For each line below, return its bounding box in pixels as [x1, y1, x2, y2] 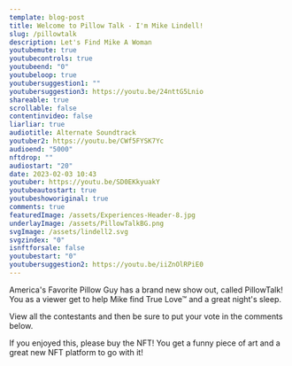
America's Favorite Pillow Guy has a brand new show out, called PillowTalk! [9, 284, 283, 295]
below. [9, 320, 34, 331]
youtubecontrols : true [9, 54, 93, 63]
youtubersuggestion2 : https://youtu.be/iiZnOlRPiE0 [9, 261, 204, 269]
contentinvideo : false [9, 112, 93, 121]
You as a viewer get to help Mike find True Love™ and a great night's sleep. [9, 293, 281, 304]
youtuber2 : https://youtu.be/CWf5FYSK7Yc [9, 136, 165, 145]
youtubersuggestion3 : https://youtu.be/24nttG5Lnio [9, 87, 204, 96]
